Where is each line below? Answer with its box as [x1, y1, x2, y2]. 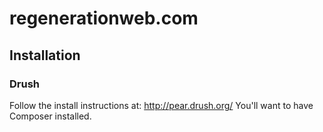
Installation [9, 47, 81, 64]
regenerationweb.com [9, 7, 199, 30]
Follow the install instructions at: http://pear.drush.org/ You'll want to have [9, 99, 314, 111]
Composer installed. [9, 110, 92, 122]
